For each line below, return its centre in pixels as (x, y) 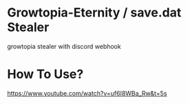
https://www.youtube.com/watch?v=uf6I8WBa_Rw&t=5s (87, 93)
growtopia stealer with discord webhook (64, 46)
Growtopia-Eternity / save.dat (94, 13)
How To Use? (45, 74)
